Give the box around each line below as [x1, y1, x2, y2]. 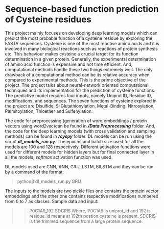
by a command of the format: [5, 169, 64, 175]
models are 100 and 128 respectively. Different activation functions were [5, 144, 151, 150]
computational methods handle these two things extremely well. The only [5, 66, 153, 72]
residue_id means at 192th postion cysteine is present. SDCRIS [29, 213, 156, 219]
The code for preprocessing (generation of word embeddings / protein [5, 118, 147, 124]
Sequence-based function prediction [5, 3, 159, 15]
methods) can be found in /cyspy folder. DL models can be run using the [5, 133, 152, 139]
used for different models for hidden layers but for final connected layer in [5, 149, 154, 155]
